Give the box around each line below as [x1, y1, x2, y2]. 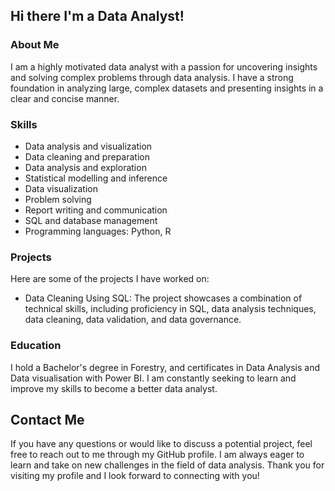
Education [10, 339, 62, 353]
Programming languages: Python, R [24, 225, 172, 237]
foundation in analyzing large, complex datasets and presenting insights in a [10, 82, 324, 94]
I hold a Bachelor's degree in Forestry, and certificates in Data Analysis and [10, 361, 321, 373]
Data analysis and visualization [24, 140, 153, 152]
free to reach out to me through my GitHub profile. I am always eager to [10, 449, 305, 461]
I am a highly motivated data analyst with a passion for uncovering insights [10, 60, 318, 73]
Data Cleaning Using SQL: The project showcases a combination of [24, 292, 303, 304]
